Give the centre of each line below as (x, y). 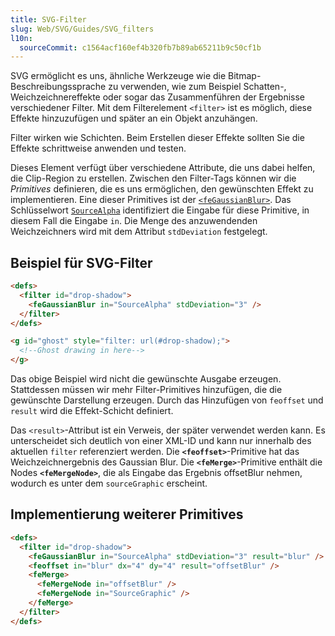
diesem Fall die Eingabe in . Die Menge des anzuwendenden (134, 221)
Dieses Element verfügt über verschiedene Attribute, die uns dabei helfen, (163, 168)
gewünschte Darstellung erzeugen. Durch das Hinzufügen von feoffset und (167, 400)
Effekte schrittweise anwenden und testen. (98, 148)
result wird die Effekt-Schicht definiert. (92, 411)
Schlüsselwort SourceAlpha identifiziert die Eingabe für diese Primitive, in (160, 210)
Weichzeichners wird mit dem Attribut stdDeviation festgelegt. (139, 232)
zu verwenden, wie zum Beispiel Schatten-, (197, 87)
